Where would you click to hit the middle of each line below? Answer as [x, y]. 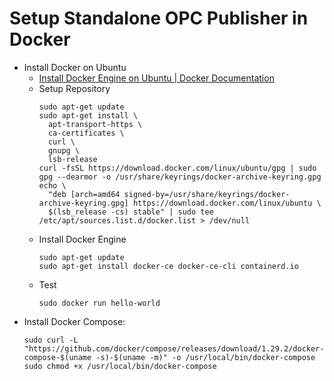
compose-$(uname [57, 357]
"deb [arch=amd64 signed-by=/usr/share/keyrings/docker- [169, 194]
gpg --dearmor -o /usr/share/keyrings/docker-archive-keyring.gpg [180, 177]
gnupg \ [64, 150]
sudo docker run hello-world [99, 303]
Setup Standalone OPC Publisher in [159, 18]
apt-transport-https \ [95, 124]
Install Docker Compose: [74, 321]
